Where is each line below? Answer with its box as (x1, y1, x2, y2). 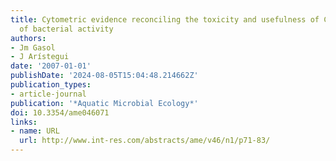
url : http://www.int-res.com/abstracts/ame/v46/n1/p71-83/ (19, 136, 271, 146)
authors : (10, 33, 47, 43)
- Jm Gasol (10, 42, 56, 53)
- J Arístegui (10, 52, 70, 62)
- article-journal (10, 89, 87, 99)
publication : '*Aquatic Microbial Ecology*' (10, 98, 199, 108)
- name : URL (10, 126, 60, 136)
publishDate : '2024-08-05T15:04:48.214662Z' (10, 71, 199, 81)
